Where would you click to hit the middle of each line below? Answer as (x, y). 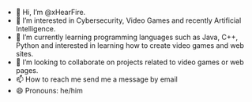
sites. (24, 54)
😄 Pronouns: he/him (49, 91)
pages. (27, 70)
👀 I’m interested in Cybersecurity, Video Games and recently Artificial (128, 20)
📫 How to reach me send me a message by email (96, 79)
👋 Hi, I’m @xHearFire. (51, 12)
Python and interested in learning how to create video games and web (130, 46)
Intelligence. (36, 29)
